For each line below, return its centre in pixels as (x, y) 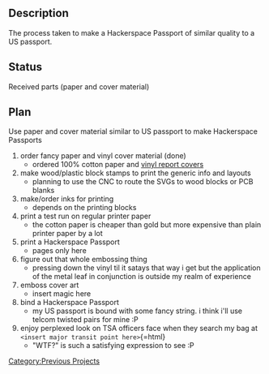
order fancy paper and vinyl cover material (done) (103, 156)
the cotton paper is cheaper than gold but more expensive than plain (147, 225)
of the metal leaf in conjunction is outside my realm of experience (141, 277)
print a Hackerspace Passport (70, 242)
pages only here (59, 251)
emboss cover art (49, 285)
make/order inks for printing (67, 199)
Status (26, 67)
